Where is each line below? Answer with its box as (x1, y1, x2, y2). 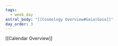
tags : (5, 7, 17, 13)
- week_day (10, 12, 33, 17)
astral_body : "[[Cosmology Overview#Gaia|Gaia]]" (5, 17, 114, 22)
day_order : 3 (5, 21, 33, 27)
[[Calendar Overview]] (5, 35, 53, 41)
